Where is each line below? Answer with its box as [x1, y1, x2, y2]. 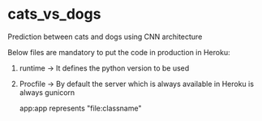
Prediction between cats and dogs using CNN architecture [7, 32, 203, 41]
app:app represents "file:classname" [19, 103, 142, 113]
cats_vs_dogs [7, 5, 101, 24]
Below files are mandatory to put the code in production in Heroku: [7, 47, 230, 57]
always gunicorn [19, 87, 75, 97]
